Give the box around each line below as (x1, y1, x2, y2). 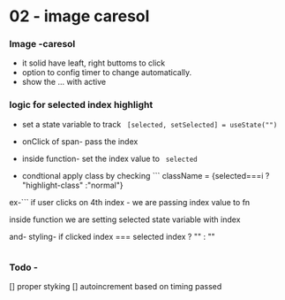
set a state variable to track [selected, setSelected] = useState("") (21, 119, 278, 129)
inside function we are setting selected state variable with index (9, 214, 241, 225)
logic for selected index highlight (9, 99, 154, 112)
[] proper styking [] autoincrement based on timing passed (9, 281, 222, 292)
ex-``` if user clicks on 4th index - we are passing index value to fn (9, 196, 251, 207)
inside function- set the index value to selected (21, 153, 198, 164)
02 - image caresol (9, 6, 150, 27)
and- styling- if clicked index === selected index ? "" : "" (9, 231, 215, 242)
